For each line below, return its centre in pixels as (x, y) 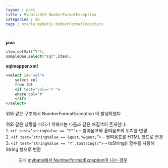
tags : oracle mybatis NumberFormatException (54, 24)
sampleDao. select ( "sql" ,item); (39, 57)
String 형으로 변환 (23, 149)
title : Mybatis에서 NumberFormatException (51, 15)
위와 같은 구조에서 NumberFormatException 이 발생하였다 (63, 114)
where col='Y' (30, 94)
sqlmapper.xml (22, 66)
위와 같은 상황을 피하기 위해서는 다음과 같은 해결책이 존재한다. (66, 124)
